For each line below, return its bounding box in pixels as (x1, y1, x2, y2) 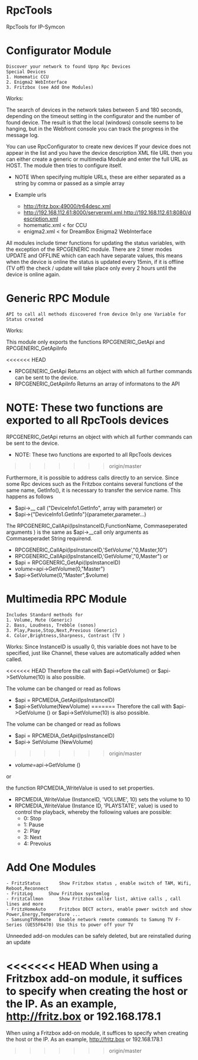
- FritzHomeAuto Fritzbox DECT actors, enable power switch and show (6, 906, 192, 912)
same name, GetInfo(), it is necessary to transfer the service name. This (6, 486, 181, 494)
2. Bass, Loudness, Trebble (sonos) (6, 622, 96, 628)
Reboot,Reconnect (6, 885, 49, 892)
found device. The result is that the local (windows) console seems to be (6, 119, 183, 126)
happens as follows (6, 493, 54, 500)
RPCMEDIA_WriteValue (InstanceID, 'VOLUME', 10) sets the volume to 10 (14, 795, 190, 803)
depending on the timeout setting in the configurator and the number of (6, 112, 180, 119)
